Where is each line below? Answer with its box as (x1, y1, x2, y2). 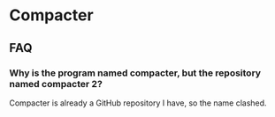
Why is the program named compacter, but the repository (9, 67, 262, 79)
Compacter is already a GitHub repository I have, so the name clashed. (9, 98, 267, 108)
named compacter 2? (9, 77, 103, 90)
